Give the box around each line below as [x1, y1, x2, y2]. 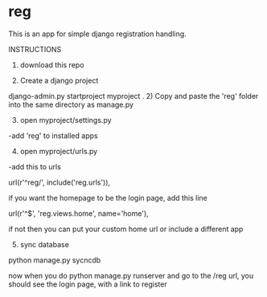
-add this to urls [8, 161, 62, 171]
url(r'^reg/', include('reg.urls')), [8, 177, 111, 187]
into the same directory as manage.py [8, 100, 134, 109]
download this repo [19, 59, 84, 70]
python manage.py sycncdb [8, 255, 101, 265]
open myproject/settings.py [19, 115, 112, 124]
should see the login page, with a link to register [8, 279, 167, 289]
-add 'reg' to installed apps [8, 131, 98, 140]
